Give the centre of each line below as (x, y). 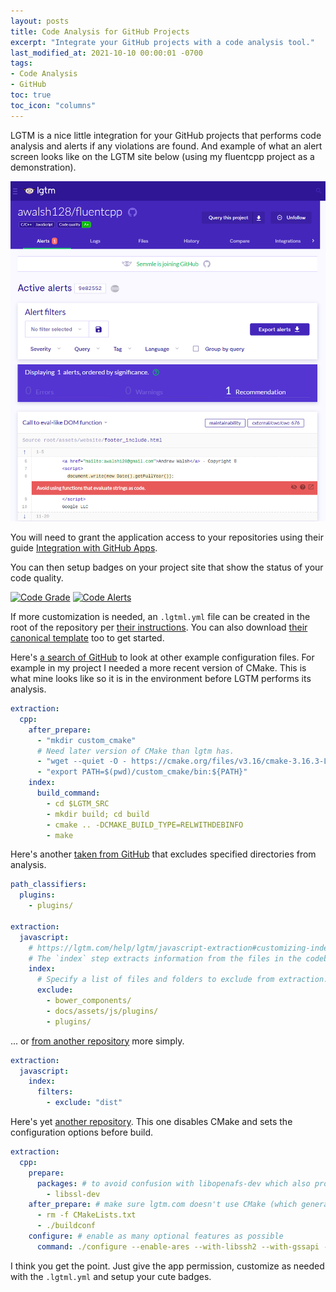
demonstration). (43, 167)
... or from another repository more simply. (97, 1041)
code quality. (37, 578)
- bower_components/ (89, 1001)
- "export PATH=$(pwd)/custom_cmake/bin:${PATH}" (142, 772)
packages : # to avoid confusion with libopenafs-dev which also (173, 1183)
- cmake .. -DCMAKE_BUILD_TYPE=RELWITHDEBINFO (145, 825)
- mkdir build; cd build (98, 814)
